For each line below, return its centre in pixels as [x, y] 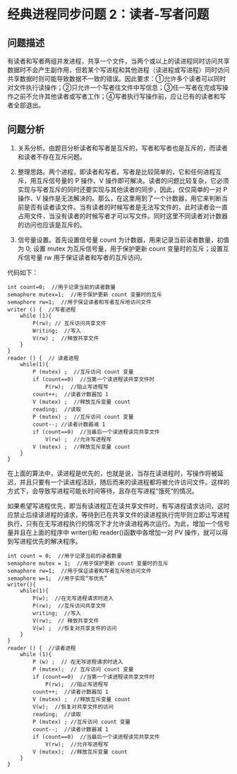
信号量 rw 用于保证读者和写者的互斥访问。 [85, 257]
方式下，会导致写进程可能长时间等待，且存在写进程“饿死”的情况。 [103, 491]
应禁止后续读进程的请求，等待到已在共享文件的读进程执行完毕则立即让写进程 [119, 514]
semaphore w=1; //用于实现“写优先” [57, 578]
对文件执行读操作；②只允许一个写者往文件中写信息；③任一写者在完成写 [115, 88]
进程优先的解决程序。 [50, 541]
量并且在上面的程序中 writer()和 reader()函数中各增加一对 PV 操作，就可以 [115, 532]
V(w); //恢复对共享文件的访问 [73, 707]
